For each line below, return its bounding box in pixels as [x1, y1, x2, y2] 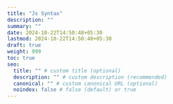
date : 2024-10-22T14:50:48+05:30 [7, 29, 103, 36]
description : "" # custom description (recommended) [13, 73, 168, 81]
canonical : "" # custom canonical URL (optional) [13, 80, 158, 87]
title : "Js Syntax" [7, 10, 63, 17]
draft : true [7, 42, 41, 49]
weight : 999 [7, 49, 41, 55]
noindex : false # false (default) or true [13, 86, 137, 93]
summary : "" [7, 23, 41, 29]
